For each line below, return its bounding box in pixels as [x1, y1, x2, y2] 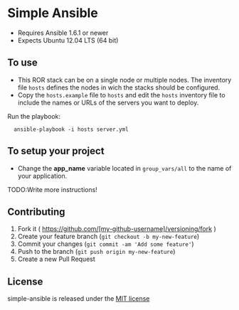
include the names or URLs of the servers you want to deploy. [17, 98, 199, 107]
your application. [17, 171, 68, 180]
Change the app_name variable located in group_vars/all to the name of [17, 164, 232, 172]
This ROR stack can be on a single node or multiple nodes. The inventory [17, 75, 232, 84]
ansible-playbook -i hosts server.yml [14, 126, 129, 133]
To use [7, 57, 38, 69]
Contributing [7, 205, 65, 218]
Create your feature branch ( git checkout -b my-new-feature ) [17, 232, 200, 241]
